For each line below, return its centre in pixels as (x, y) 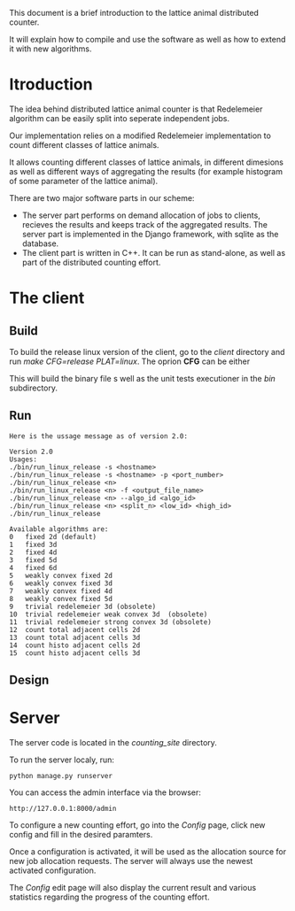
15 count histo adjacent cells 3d (75, 653)
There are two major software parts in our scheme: (102, 197)
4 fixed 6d (33, 567)
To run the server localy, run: (62, 760)
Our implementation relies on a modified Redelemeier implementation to (140, 135)
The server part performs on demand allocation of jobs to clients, (141, 215)
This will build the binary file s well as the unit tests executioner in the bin (143, 378)
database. (40, 243)
